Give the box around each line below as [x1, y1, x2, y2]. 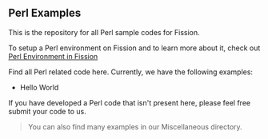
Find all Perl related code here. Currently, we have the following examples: [8, 67, 254, 77]
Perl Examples [8, 6, 82, 20]
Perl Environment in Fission [8, 51, 98, 61]
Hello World [19, 82, 59, 92]
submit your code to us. [8, 106, 86, 116]
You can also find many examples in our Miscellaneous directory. [27, 121, 242, 131]
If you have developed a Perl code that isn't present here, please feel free [8, 97, 250, 107]
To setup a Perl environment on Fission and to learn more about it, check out [8, 43, 261, 53]
